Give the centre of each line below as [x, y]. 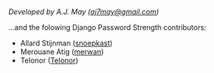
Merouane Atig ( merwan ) [62, 52]
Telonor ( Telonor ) [49, 60]
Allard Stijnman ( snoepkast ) [66, 43]
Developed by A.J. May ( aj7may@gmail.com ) [84, 12]
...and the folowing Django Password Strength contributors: [107, 27]
